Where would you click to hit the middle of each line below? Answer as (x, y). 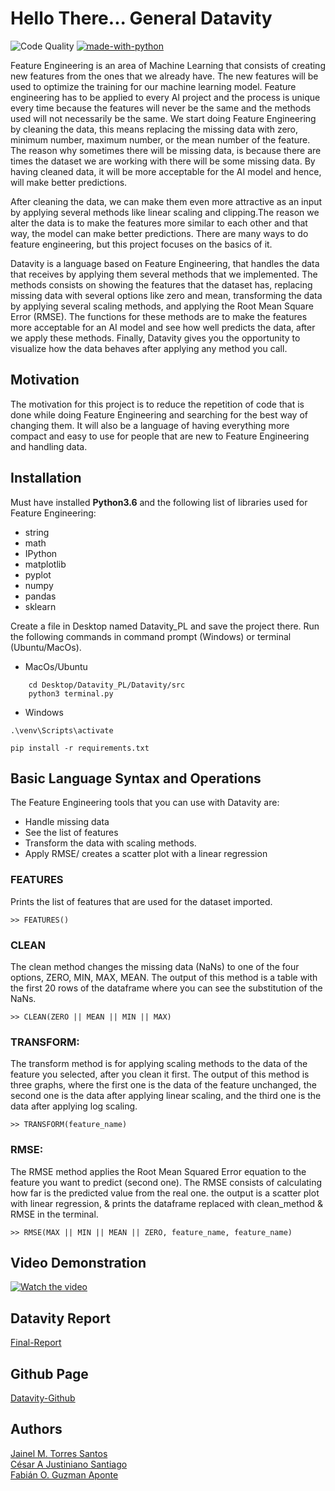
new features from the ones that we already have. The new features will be (164, 76)
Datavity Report (60, 1318)
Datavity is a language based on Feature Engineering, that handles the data (165, 263)
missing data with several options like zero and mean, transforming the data (166, 295)
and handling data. (49, 446)
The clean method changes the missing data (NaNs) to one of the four (155, 966)
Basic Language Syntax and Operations (136, 778)
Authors (36, 1429)
